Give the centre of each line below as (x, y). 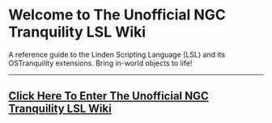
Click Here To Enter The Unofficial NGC (108, 96)
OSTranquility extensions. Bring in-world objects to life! (100, 63)
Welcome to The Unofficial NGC (117, 15)
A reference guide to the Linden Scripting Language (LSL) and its (117, 54)
